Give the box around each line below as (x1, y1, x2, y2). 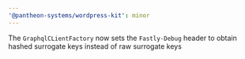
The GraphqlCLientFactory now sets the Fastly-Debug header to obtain (8, 33, 237, 42)
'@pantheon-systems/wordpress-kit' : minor (8, 11, 150, 20)
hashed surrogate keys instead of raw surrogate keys (8, 41, 182, 51)
